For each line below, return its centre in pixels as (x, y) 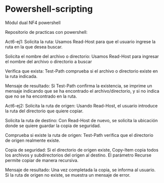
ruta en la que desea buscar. (34, 47)
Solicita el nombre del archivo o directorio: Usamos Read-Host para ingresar (82, 56)
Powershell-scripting (49, 9)
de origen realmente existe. (33, 140)
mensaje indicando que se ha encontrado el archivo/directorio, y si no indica (82, 91)
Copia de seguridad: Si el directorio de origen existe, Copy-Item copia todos (82, 150)
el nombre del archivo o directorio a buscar (48, 61)
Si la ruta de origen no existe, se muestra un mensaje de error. (68, 175)
